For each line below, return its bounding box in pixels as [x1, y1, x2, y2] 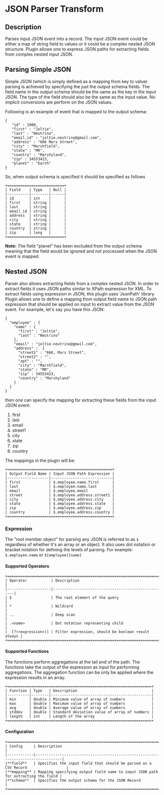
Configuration [5, 729, 34, 734]
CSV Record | [5, 765, 69, 770]
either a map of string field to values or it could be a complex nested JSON [5, 41, 155, 47]
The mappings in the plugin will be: [5, 458, 76, 463]
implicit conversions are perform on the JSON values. [5, 99, 113, 105]
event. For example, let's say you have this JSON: [5, 306, 105, 312]
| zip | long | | [5, 230, 67, 235]
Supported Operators [5, 563, 50, 569]
